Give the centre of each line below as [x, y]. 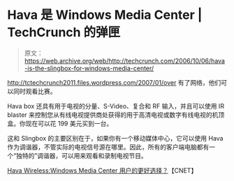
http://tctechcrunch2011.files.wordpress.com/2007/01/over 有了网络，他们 [114, 82]
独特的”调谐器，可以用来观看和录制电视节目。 [82, 155]
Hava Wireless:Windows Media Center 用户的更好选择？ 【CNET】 [102, 170]
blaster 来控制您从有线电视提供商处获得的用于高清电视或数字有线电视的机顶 [116, 115]
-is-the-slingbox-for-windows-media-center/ [89, 68]
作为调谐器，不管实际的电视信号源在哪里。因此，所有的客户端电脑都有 [108, 147]
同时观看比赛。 [35, 91]
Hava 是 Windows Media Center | [105, 15]
